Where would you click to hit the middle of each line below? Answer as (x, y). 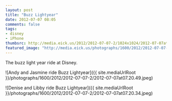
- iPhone (15, 39)
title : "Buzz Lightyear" (32, 15)
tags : (11, 29)
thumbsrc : (16, 43)
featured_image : (23, 48)
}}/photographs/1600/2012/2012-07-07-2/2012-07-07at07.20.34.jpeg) (79, 93)
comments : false (23, 24)
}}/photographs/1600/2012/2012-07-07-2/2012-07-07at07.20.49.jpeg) (79, 78)
